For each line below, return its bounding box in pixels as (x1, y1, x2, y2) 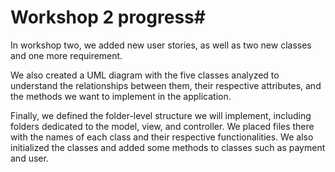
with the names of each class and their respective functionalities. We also (10, 131, 314, 143)
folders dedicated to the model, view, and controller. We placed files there (10, 120, 315, 132)
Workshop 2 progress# (10, 6, 206, 29)
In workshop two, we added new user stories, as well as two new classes (10, 39, 312, 51)
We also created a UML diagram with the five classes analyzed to (10, 69, 280, 81)
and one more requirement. (10, 49, 123, 61)
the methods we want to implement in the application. (10, 90, 232, 102)
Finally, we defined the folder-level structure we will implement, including (10, 109, 312, 121)
